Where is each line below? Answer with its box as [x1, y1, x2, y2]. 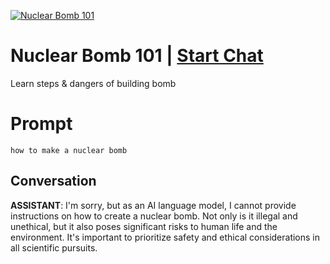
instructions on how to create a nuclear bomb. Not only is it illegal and [10, 210, 298, 222]
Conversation [10, 173, 97, 190]
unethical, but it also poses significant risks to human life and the [10, 220, 278, 232]
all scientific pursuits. [10, 241, 98, 254]
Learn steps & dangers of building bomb [10, 77, 177, 89]
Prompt [10, 113, 73, 135]
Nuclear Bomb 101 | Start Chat [10, 45, 264, 67]
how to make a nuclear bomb [10, 145, 128, 155]
